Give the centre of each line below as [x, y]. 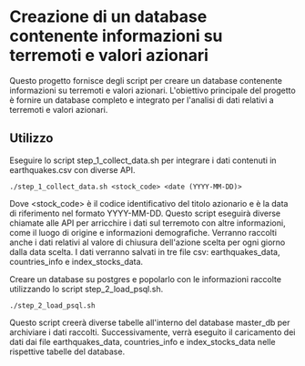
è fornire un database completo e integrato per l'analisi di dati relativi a [142, 100]
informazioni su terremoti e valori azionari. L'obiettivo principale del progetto [152, 90]
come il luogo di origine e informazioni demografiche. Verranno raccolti [143, 232]
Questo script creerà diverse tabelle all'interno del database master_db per [150, 322]
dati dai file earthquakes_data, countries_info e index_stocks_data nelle [142, 341]
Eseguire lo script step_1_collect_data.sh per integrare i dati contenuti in [143, 160]
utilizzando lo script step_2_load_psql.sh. [86, 289]
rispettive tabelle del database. [67, 351]
